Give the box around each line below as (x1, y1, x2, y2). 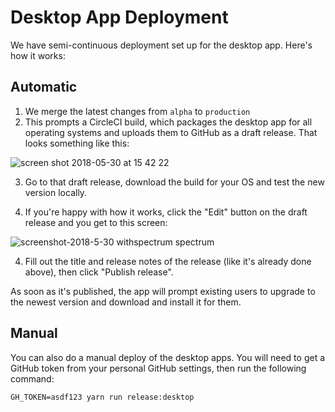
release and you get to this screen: (24, 216, 168, 228)
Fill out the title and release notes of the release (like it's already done (24, 255, 312, 267)
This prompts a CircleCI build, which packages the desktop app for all (24, 116, 313, 128)
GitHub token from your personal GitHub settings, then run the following (10, 362, 307, 374)
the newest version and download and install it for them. (10, 296, 242, 308)
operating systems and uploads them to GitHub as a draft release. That (24, 126, 318, 138)
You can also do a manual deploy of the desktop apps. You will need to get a (10, 351, 326, 363)
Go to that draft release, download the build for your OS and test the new (24, 176, 325, 188)
